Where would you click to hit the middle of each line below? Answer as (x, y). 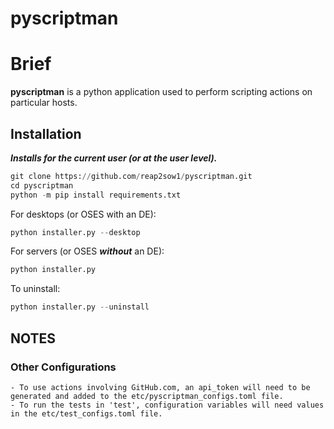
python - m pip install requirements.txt (96, 195)
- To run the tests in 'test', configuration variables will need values (167, 405)
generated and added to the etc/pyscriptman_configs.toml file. (147, 396)
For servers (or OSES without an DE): (87, 251)
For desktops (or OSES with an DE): (83, 214)
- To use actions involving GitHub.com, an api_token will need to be (160, 387)
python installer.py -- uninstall (80, 307)
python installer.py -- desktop (75, 232)
